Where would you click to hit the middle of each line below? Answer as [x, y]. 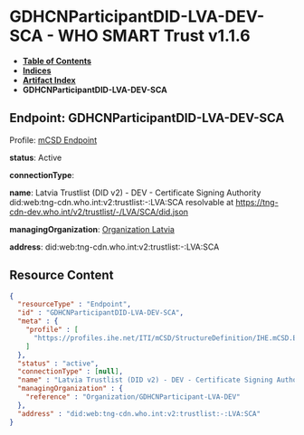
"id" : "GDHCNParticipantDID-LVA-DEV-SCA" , [100, 313]
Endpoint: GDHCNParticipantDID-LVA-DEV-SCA [147, 118]
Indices [37, 71]
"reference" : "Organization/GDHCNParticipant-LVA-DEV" [133, 397]
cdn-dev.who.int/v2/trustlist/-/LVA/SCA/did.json [99, 212]
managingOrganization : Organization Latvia [92, 229]
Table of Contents [57, 61]
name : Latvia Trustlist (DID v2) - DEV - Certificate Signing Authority [135, 193]
